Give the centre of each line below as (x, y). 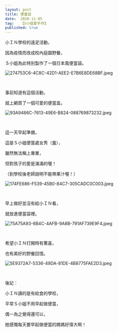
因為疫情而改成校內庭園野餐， (35, 53)
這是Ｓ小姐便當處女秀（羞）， (34, 143)
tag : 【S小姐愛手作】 (27, 23)
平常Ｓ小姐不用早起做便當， (33, 304)
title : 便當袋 (18, 14)
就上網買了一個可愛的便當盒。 (35, 103)
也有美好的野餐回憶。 (26, 254)
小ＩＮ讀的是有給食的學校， (33, 293)
